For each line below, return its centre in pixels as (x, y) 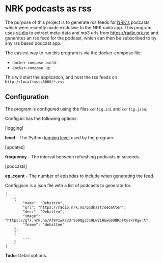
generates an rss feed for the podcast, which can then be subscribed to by (81, 38)
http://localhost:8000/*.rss (35, 82)
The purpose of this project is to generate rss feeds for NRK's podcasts (77, 22)
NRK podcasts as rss (48, 9)
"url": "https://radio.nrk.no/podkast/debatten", (74, 207)
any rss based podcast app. (33, 43)
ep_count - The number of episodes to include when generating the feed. (80, 176)
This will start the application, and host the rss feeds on (61, 77)
